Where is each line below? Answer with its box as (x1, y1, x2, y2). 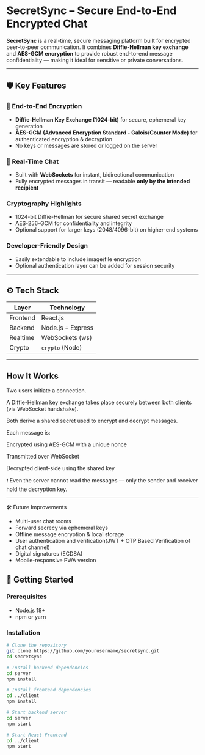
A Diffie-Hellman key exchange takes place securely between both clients (6, 399, 192, 407)
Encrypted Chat (6, 17, 88, 31)
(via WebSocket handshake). (6, 405, 79, 413)
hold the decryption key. (6, 485, 68, 493)
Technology (49, 303, 85, 312)
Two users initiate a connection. (6, 387, 87, 394)
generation (15, 122, 43, 130)
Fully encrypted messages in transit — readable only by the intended (15, 177, 190, 185)
